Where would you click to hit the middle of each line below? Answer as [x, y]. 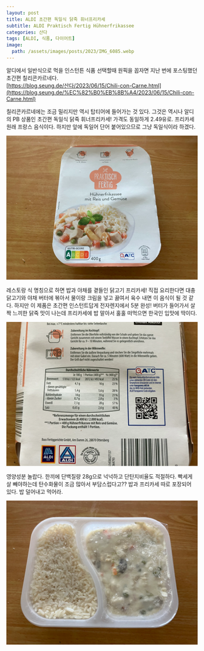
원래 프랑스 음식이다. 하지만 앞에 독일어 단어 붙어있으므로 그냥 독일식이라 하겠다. [101, 126]
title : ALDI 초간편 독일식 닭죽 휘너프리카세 [56, 19]
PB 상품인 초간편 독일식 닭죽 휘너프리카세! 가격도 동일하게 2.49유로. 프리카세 [104, 119]
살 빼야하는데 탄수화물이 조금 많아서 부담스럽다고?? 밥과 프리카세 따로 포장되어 [99, 484]
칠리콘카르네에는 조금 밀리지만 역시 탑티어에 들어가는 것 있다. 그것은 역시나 [95, 111]
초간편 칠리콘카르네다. [32, 78]
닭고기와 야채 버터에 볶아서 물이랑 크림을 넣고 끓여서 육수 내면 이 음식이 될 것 [97, 297]
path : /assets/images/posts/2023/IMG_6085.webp [73, 52]
